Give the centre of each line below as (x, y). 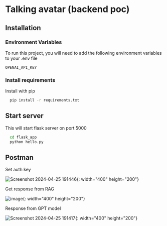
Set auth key (18, 170)
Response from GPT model (33, 208)
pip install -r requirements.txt (45, 100)
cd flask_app (23, 137)
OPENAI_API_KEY (21, 67)
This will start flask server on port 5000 (46, 128)
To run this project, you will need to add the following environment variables (83, 53)
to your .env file (21, 58)
